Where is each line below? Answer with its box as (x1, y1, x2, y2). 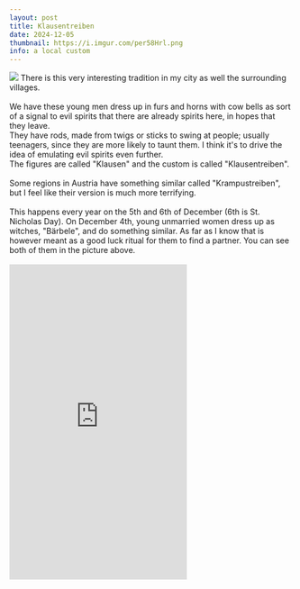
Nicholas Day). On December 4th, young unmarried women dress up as (9, 216, 275, 227)
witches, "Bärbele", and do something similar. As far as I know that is (9, 226, 264, 237)
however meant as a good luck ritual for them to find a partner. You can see (9, 235, 290, 246)
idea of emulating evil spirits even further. (9, 150, 164, 160)
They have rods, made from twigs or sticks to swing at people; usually (9, 130, 270, 140)
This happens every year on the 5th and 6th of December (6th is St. (9, 206, 260, 217)
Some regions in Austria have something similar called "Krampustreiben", (9, 177, 281, 189)
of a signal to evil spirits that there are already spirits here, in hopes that (9, 111, 276, 122)
